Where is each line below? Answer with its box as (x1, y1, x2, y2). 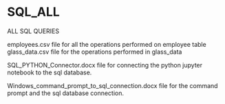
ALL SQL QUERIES (7, 27, 60, 35)
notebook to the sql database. (7, 68, 92, 76)
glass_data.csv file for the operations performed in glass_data (7, 48, 182, 56)
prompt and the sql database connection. (7, 89, 125, 97)
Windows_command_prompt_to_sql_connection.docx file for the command (7, 81, 218, 90)
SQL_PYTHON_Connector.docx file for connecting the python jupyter (7, 61, 203, 69)
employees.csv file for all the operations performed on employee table (7, 40, 206, 48)
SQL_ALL (7, 4, 60, 20)
